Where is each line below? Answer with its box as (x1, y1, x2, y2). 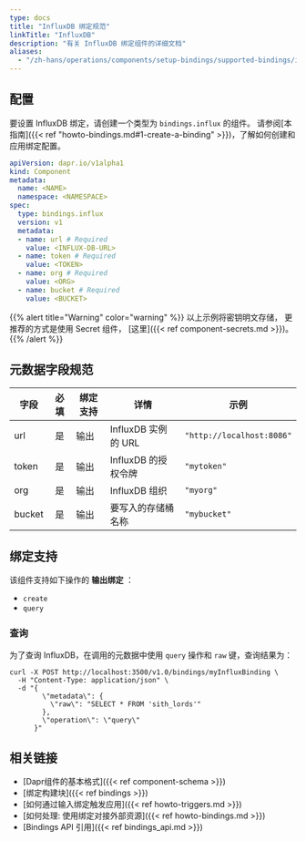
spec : (9, 201, 30, 210)
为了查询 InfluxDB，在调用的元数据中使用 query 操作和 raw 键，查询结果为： (9, 649, 293, 661)
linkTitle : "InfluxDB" (9, 30, 96, 39)
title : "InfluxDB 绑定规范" (9, 22, 111, 31)
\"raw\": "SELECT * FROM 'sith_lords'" (49, 699, 202, 709)
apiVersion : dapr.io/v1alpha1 (9, 159, 125, 168)
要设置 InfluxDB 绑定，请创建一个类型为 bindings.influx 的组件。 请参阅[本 (9, 118, 292, 128)
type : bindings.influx (17, 210, 104, 219)
